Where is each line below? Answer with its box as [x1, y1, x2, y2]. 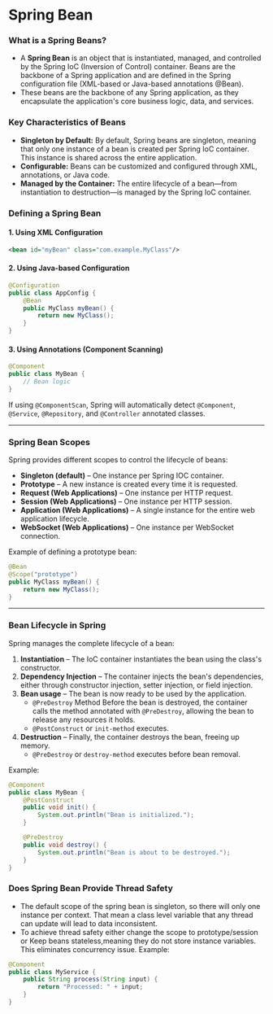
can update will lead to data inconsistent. [19, 918, 158, 929]
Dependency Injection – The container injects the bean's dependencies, [19, 671, 264, 681]
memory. [19, 741, 50, 750]
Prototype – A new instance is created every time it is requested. [19, 479, 238, 489]
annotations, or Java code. [19, 169, 110, 180]
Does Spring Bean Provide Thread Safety [8, 883, 173, 894]
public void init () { [23, 803, 96, 811]
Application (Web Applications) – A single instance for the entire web [19, 505, 255, 515]
